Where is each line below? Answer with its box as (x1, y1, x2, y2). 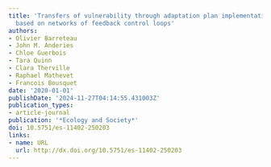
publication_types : (8, 101, 74, 109)
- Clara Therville (8, 64, 70, 72)
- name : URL (8, 138, 48, 147)
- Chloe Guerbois (8, 49, 67, 57)
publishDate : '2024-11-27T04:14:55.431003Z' (8, 94, 161, 102)
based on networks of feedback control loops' (15, 19, 175, 27)
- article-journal (8, 109, 70, 117)
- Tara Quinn (8, 57, 52, 65)
